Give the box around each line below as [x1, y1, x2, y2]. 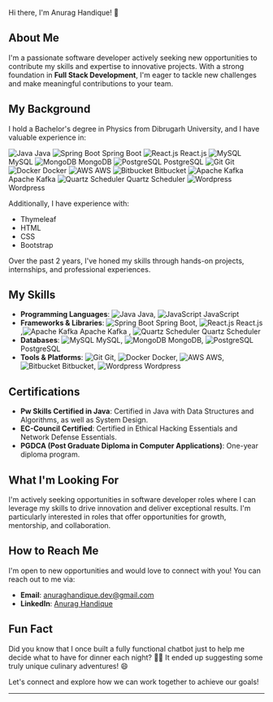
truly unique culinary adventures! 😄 [8, 661, 128, 670]
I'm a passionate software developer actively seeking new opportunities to [8, 53, 258, 63]
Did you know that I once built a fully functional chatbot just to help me [8, 643, 245, 653]
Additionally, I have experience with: [8, 198, 130, 208]
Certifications [8, 384, 80, 398]
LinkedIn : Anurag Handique [19, 598, 114, 609]
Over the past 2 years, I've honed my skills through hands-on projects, [8, 256, 245, 266]
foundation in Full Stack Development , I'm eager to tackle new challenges [8, 70, 258, 80]
